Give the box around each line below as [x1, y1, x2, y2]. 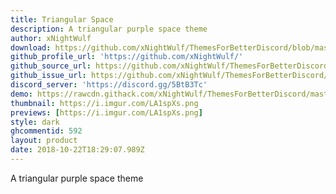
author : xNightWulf [10, 33, 92, 43]
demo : [10, 89, 33, 99]
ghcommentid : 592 [10, 126, 83, 136]
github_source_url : [10, 61, 92, 71]
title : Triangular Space [10, 14, 114, 25]
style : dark [10, 117, 60, 127]
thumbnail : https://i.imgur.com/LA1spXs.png [10, 98, 199, 108]
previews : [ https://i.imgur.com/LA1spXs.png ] [10, 107, 203, 118]
